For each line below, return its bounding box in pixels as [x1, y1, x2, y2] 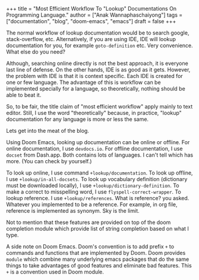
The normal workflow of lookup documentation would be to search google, [6, 29, 189, 36]
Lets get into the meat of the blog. [6, 127, 89, 134]
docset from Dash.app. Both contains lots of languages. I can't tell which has [6, 151, 194, 158]
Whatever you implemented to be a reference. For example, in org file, [6, 201, 178, 208]
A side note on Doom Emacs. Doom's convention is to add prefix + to [6, 243, 174, 250]
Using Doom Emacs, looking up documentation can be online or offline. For [6, 139, 190, 145]
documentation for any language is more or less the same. [6, 116, 149, 123]
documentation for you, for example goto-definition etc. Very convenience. [6, 42, 193, 49]
